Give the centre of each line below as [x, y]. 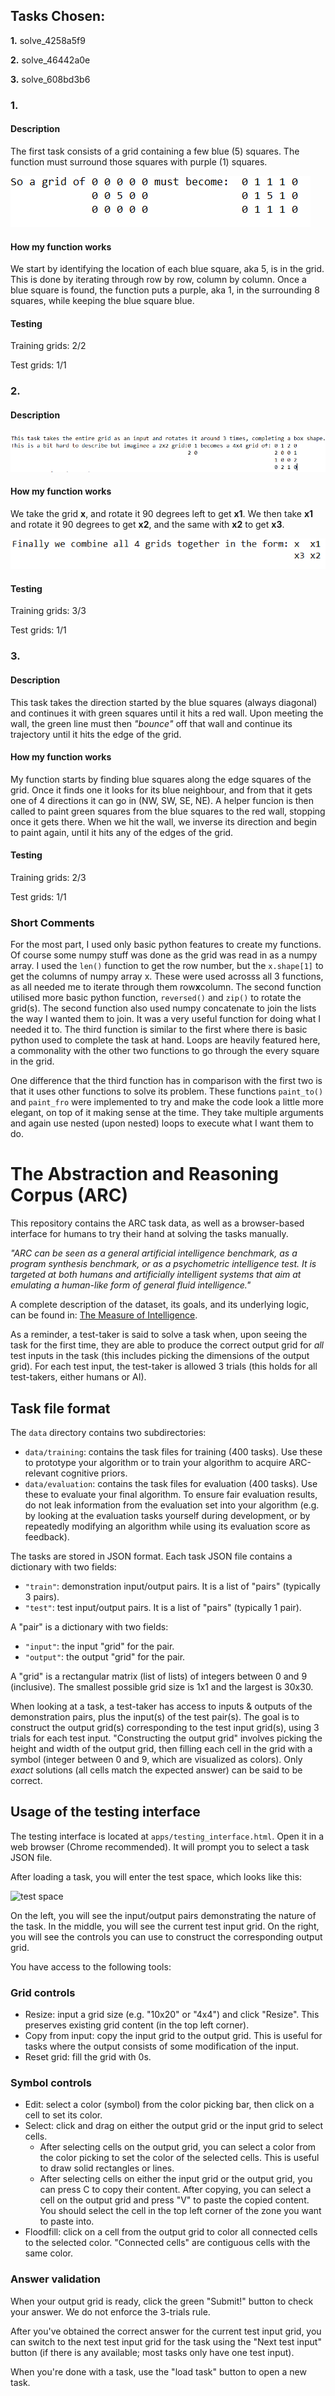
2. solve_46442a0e [50, 60]
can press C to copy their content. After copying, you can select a [175, 2190]
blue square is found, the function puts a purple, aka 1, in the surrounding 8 [165, 290]
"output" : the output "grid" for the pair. [105, 1657]
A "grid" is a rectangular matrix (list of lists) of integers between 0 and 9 [159, 1676]
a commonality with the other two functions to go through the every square [165, 1051]
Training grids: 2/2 [48, 346]
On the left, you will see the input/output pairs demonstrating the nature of [163, 1915]
